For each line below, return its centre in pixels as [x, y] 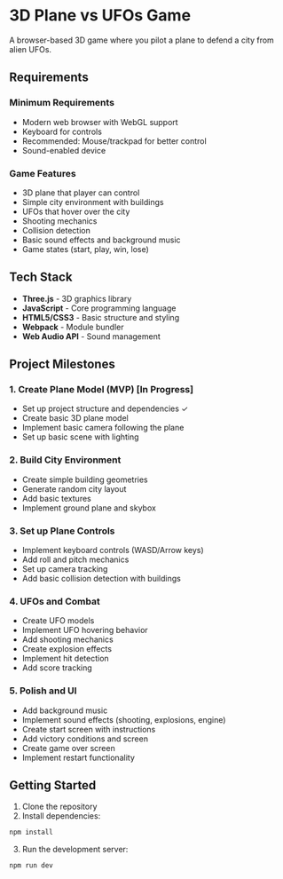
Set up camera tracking [65, 569]
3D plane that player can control [81, 193]
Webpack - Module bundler [73, 327]
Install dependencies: [61, 816]
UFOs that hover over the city [76, 211]
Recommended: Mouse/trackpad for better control [114, 141]
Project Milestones [62, 364]
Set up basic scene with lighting [80, 437]
